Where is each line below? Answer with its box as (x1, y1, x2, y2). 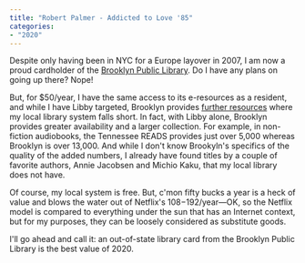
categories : (9, 22, 55, 31)
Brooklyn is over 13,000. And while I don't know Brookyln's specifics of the (9, 140, 290, 151)
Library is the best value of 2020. (9, 243, 134, 255)
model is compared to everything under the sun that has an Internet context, (9, 207, 296, 217)
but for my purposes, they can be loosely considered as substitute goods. (9, 216, 287, 228)
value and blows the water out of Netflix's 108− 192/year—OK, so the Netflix (9, 197, 293, 207)
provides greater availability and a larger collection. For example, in (9, 121, 261, 132)
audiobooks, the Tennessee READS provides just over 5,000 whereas (35, 131, 296, 142)
